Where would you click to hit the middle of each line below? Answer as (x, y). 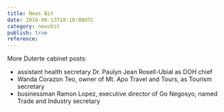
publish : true (28, 33)
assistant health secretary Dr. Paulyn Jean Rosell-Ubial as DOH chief (115, 72)
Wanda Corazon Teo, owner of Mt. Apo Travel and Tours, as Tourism (114, 79)
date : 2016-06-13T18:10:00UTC (51, 20)
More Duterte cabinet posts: (47, 58)
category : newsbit (33, 26)
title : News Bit (30, 13)
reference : (23, 39)
